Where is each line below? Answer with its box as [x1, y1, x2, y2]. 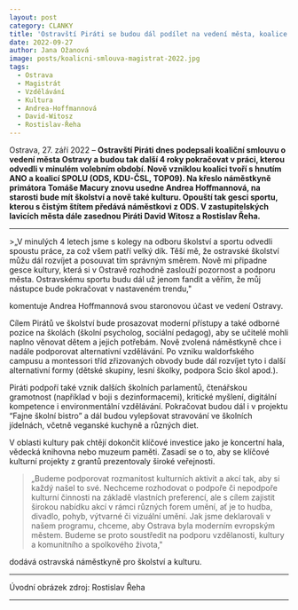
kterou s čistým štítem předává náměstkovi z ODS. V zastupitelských [9, 202, 269, 211]
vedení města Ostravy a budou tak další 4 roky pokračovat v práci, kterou [9, 154, 286, 164]
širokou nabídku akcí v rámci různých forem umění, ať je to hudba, [30, 502, 273, 511]
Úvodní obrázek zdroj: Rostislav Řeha [9, 582, 145, 592]
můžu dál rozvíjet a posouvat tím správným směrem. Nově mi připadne [9, 255, 268, 265]
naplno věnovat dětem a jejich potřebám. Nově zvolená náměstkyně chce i [9, 337, 282, 347]
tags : [9, 63, 29, 72]
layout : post [9, 12, 58, 22]
